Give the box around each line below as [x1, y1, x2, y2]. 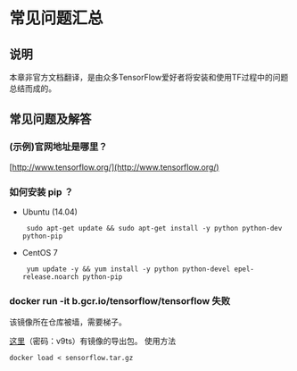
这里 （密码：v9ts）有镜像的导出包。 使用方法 [9, 336, 177, 347]
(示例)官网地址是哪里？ [9, 140, 108, 153]
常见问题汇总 [9, 8, 104, 29]
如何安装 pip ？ [9, 185, 74, 198]
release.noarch [21, 272, 79, 282]
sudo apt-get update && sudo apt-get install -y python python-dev [26, 223, 283, 232]
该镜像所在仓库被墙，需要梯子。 [9, 316, 127, 327]
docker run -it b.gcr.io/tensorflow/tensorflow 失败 [9, 294, 231, 307]
